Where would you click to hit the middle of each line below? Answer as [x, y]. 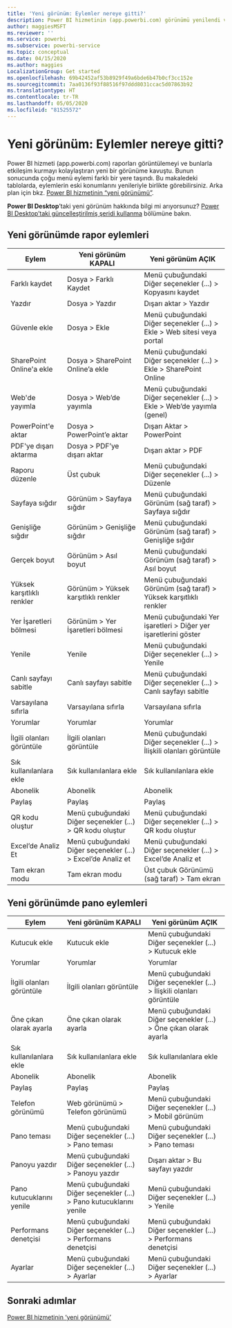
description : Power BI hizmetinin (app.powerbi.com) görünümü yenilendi [114, 20]
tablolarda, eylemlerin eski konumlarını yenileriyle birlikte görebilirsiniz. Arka [115, 185]
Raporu [22, 470]
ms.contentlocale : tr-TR [43, 97]
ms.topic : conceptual [38, 53]
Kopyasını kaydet [172, 292]
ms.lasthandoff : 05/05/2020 [48, 104]
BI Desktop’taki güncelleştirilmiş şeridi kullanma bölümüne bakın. [99, 213]
